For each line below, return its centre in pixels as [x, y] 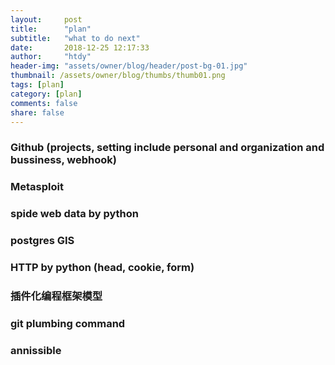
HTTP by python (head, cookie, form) [102, 267]
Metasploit [37, 187]
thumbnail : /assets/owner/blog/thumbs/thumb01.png [118, 76]
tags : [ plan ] [37, 85]
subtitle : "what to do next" [75, 38]
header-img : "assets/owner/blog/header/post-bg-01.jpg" [129, 66]
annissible [36, 350]
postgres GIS [42, 241]
